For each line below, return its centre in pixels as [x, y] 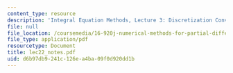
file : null [23, 26]
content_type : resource [42, 14]
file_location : [29, 33]
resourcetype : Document [42, 46]
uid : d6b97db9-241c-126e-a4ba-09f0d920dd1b [71, 59]
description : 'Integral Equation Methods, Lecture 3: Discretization [110, 20]
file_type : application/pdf [48, 40]
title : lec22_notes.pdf [42, 53]
